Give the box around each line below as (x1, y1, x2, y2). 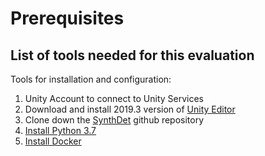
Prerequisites (10, 7, 125, 30)
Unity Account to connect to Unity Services (24, 93, 204, 104)
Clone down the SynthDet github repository (24, 114, 205, 126)
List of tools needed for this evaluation (10, 47, 255, 64)
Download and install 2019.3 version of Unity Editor (24, 103, 236, 115)
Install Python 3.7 (24, 125, 97, 136)
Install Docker (24, 135, 82, 147)
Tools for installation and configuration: (10, 73, 172, 85)
